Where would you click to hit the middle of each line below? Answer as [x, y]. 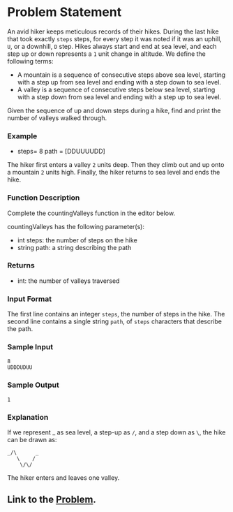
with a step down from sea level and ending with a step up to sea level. [119, 97]
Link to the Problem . [52, 500]
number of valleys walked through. [57, 118]
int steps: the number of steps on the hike [77, 240]
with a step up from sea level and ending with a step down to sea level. [119, 82]
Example [22, 136]
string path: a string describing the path [74, 247]
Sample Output [33, 385]
